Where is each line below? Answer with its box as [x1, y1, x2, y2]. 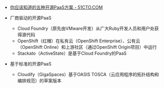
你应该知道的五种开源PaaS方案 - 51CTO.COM [9, 4, 103, 10]
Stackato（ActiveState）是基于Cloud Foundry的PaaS [17, 50, 126, 56]
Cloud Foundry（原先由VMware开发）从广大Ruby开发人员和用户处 [17, 25, 155, 31]
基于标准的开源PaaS [9, 61, 51, 67]
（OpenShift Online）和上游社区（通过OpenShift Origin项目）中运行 [17, 44, 157, 50]
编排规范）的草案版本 [17, 78, 61, 84]
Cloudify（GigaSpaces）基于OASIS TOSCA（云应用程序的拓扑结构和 [17, 72, 159, 77]
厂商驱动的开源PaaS [9, 15, 51, 21]
